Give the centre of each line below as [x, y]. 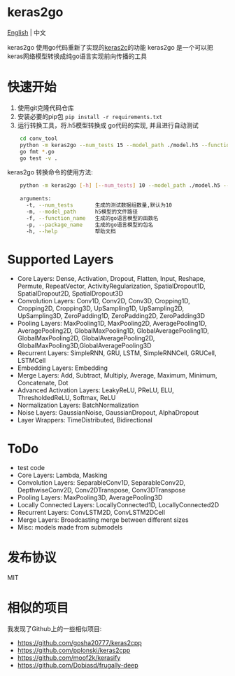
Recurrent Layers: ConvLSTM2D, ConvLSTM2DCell [91, 513]
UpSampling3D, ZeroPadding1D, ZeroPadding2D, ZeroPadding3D [111, 316]
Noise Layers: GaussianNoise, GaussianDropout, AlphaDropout [108, 413]
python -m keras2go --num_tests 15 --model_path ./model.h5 [109, 145]
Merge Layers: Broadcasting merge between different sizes [103, 520]
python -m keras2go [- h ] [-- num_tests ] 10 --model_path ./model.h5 [120, 186]
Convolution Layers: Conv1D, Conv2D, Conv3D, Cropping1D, [104, 301]
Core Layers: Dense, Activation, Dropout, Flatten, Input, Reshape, [111, 279]
